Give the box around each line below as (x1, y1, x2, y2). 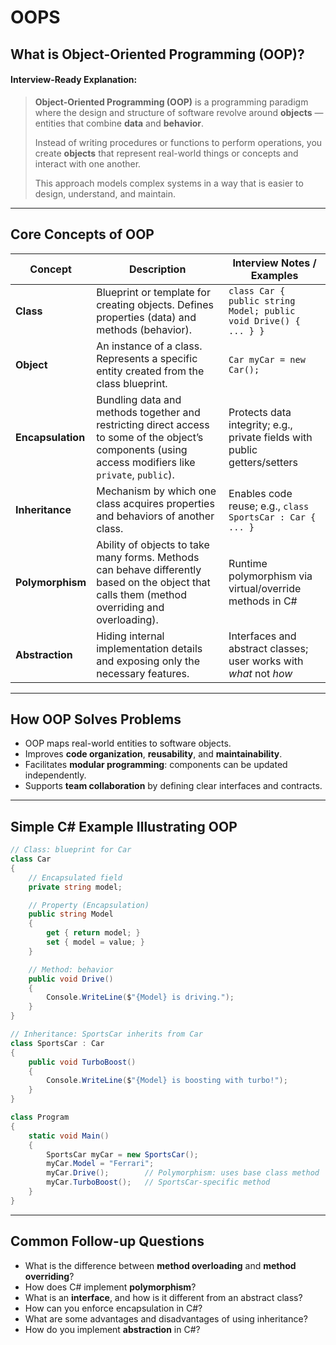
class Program (10, 1112, 70, 1123)
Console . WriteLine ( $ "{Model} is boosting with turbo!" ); (46, 1076, 288, 1086)
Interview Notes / (232, 256, 317, 270)
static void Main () (28, 1131, 110, 1141)
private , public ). (96, 467, 175, 481)
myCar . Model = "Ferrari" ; (46, 1159, 155, 1169)
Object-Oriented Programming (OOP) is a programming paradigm (34, 96, 309, 108)
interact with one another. (34, 157, 142, 170)
